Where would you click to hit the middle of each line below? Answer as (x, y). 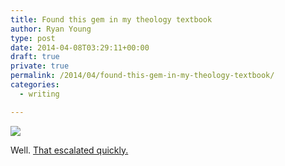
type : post (33, 38)
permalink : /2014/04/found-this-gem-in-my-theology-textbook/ (142, 76)
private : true (40, 66)
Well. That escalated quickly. (69, 150)
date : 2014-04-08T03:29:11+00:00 (80, 47)
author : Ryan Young (51, 29)
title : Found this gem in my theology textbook (111, 19)
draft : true (35, 57)
